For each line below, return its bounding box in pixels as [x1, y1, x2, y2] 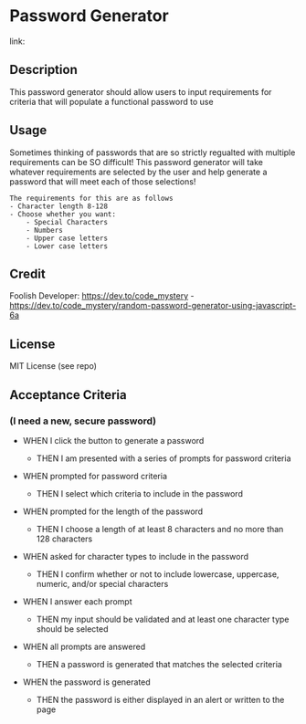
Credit [9, 266, 46, 281]
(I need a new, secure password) [9, 414, 157, 427]
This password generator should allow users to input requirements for [9, 86, 272, 97]
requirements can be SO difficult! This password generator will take [9, 156, 263, 167]
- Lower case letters [26, 241, 108, 251]
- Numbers [26, 226, 64, 235]
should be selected [36, 623, 109, 635]
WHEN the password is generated [22, 677, 151, 687]
